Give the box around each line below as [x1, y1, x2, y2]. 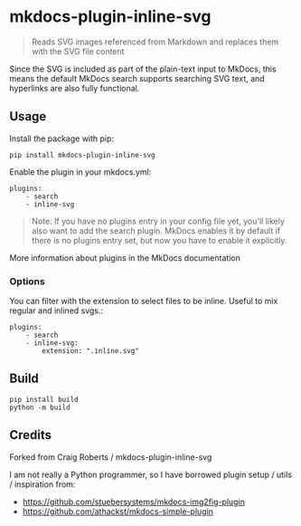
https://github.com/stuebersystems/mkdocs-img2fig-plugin [22, 496, 246, 507]
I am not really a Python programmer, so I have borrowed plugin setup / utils [9, 469, 292, 480]
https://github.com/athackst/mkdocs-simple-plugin [22, 505, 214, 517]
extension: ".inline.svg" [42, 347, 140, 356]
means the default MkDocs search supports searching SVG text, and [9, 72, 265, 83]
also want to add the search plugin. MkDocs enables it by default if [31, 225, 281, 236]
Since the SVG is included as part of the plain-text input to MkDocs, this [9, 63, 277, 74]
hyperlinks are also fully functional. [9, 82, 140, 93]
